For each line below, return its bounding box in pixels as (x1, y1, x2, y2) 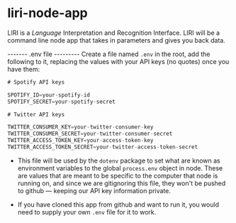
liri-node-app (7, 5, 88, 21)
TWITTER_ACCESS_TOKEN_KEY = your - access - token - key (7, 137, 154, 144)
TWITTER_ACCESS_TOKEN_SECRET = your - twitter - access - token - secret (7, 143, 198, 151)
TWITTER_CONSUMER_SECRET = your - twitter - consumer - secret (7, 130, 173, 138)
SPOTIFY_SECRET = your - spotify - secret (7, 98, 116, 105)
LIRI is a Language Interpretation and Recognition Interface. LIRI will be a (7, 28, 220, 37)
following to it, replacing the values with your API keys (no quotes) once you (7, 57, 230, 65)
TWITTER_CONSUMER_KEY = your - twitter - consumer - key (7, 124, 154, 131)
